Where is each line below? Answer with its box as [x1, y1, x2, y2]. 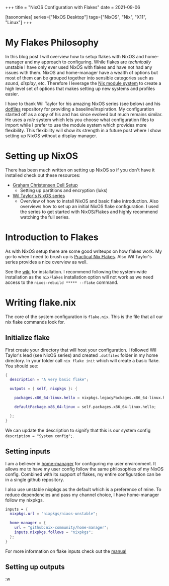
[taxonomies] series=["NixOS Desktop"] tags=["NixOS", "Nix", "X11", [5, 14, 147, 20]
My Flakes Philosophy [5, 37, 99, 48]
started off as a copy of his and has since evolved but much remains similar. [5, 111, 163, 117]
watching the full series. [20, 214, 70, 220]
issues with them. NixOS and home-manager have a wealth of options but [5, 69, 158, 75]
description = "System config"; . [5, 432, 74, 439]
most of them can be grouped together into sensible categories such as [5, 75, 154, 81]
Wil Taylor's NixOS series [12, 192, 65, 199]
